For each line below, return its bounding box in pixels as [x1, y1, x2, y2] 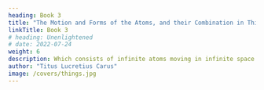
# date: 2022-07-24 [8, 41, 72, 49]
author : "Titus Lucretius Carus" [8, 63, 118, 70]
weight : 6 [8, 48, 41, 56]
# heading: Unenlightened [8, 33, 93, 41]
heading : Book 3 [8, 11, 61, 20]
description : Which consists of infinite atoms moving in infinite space [8, 56, 255, 63]
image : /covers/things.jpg [8, 70, 97, 77]
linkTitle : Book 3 [8, 26, 68, 34]
